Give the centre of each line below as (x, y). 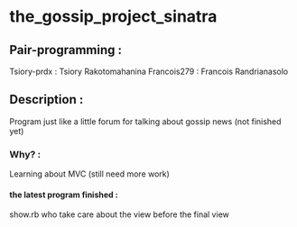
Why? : (25, 154)
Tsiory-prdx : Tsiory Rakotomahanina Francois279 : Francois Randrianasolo (149, 71)
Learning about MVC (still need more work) (89, 174)
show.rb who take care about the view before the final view (120, 214)
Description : (46, 100)
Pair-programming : (66, 50)
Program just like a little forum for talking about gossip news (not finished (145, 121)
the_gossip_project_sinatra (113, 17)
